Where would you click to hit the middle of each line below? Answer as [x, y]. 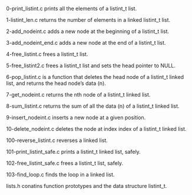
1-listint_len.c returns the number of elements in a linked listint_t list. [88, 20]
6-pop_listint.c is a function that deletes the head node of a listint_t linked [95, 77]
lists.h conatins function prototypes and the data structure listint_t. [87, 186]
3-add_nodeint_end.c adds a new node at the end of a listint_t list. [86, 43]
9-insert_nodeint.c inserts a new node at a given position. [76, 118]
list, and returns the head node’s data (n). [56, 83]
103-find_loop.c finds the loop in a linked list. [60, 174]
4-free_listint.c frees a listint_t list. [47, 54]
